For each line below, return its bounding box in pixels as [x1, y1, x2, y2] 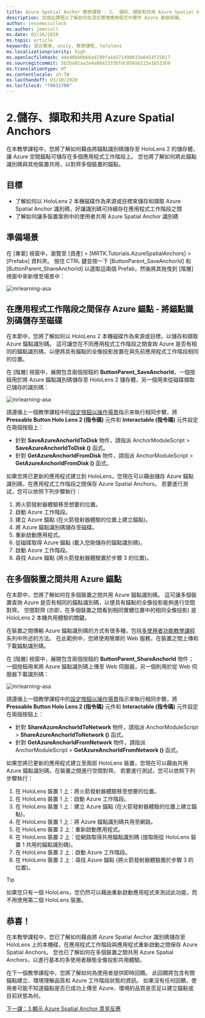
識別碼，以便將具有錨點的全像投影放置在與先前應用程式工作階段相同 [27, 348, 199, 355]
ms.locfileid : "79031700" [6, 83, 72, 89]
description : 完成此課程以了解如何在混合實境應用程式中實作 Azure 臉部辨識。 [6, 15, 184, 21]
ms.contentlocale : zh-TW [6, 71, 70, 78]
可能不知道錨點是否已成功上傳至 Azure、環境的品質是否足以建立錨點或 [16, 984, 194, 992]
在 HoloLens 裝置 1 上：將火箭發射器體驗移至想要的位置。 [15, 788, 160, 795]
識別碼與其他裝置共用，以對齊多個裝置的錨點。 [6, 160, 124, 168]
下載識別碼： [16, 671, 49, 678]
